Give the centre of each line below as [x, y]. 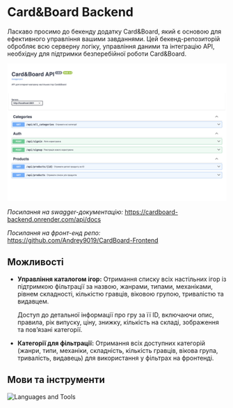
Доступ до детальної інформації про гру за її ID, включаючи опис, [115, 315]
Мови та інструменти [56, 380]
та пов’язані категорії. [50, 329]
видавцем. [33, 301]
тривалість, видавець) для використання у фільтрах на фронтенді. [115, 358]
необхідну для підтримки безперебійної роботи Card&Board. [97, 54]
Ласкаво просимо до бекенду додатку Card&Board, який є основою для [114, 31]
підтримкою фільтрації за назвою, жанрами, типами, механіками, [115, 286]
